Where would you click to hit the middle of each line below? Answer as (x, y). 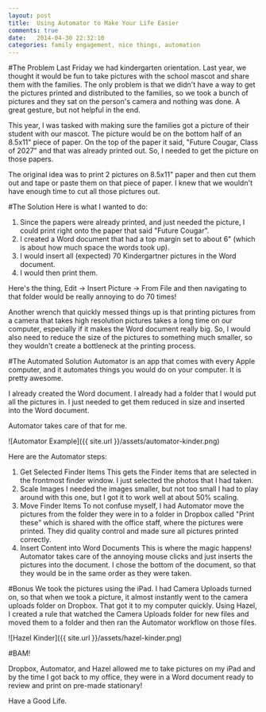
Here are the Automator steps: (58, 457)
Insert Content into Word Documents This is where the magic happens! (136, 548)
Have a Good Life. (38, 701)
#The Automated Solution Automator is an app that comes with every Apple (132, 362)
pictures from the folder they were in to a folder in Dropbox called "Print (137, 514)
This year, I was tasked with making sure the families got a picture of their (129, 126)
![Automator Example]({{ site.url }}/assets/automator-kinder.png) (114, 441)
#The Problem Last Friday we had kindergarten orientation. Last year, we (127, 68)
